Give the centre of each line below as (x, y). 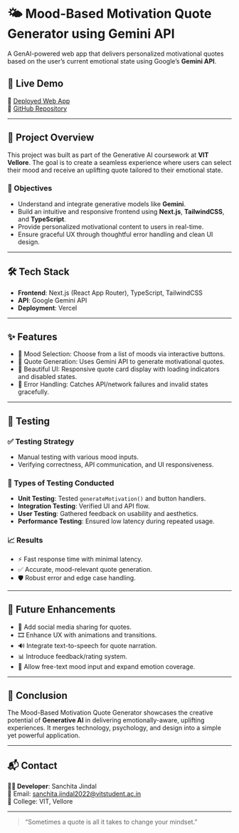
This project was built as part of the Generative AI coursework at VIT (108, 155)
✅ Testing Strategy (41, 441)
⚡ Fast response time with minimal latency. (80, 559)
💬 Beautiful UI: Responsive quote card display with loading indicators (118, 369)
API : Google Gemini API (52, 300)
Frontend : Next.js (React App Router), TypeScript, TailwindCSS (110, 293)
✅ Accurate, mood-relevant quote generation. (85, 569)
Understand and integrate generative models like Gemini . (102, 203)
